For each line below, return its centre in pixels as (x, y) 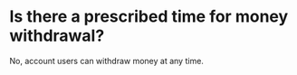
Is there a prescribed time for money (149, 17)
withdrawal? (57, 36)
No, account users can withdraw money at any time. (106, 61)
